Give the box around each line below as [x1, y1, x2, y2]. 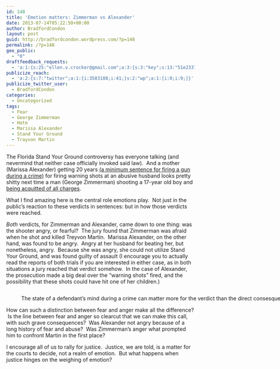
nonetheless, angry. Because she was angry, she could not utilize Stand [6, 246, 185, 253]
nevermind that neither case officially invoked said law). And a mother [6, 159, 180, 166]
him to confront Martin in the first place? [6, 331, 106, 338]
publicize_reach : [6, 70, 50, 76]
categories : [6, 92, 36, 98]
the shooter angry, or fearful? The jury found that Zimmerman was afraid [6, 227, 187, 234]
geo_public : [6, 48, 36, 54]
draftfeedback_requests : [6, 59, 68, 65]
